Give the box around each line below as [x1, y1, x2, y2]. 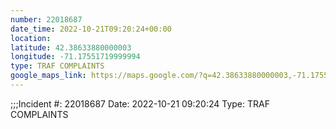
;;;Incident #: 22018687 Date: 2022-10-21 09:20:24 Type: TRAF [10, 97, 270, 110]
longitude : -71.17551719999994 [10, 52, 141, 62]
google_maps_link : [10, 71, 87, 81]
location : [10, 33, 52, 43]
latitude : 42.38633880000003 [10, 42, 132, 53]
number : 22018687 [10, 14, 83, 25]
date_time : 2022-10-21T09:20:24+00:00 [10, 24, 172, 34]
